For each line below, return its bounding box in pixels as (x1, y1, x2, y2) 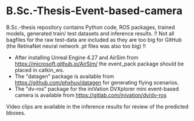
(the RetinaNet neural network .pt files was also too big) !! (6, 42, 146, 50)
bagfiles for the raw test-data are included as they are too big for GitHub (6, 36, 182, 43)
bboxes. (6, 109, 26, 116)
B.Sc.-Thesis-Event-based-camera (6, 4, 183, 18)
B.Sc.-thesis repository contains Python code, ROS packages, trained (6, 24, 175, 31)
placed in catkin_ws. (14, 66, 65, 73)
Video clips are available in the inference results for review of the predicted (6, 103, 189, 110)
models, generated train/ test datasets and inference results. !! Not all (6, 30, 175, 37)
